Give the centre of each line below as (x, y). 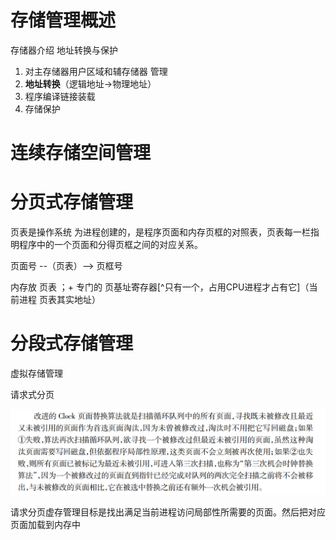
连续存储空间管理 (81, 153)
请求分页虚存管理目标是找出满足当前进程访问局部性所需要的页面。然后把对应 (168, 512)
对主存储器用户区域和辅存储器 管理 (96, 71)
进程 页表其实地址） (59, 300)
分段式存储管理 (72, 343)
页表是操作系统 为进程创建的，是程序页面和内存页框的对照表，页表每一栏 (160, 232)
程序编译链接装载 (60, 96)
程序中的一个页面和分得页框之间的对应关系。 (110, 245)
